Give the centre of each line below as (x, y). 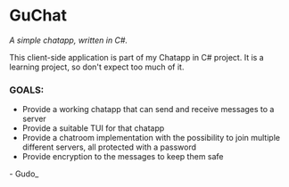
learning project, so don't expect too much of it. (97, 67)
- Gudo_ (24, 174)
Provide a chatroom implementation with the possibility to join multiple (151, 138)
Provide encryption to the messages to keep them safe (123, 157)
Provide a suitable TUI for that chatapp (93, 128)
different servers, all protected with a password (109, 147)
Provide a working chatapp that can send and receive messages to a (148, 110)
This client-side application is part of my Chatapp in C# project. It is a (137, 57)
